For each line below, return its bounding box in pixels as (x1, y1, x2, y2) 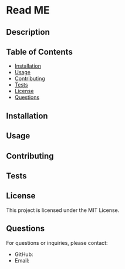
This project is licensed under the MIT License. (6, 207, 120, 214)
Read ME (6, 4, 50, 17)
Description (6, 27, 50, 37)
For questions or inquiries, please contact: (6, 239, 108, 246)
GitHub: (14, 251, 33, 258)
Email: (14, 257, 30, 264)
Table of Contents (6, 47, 73, 57)
